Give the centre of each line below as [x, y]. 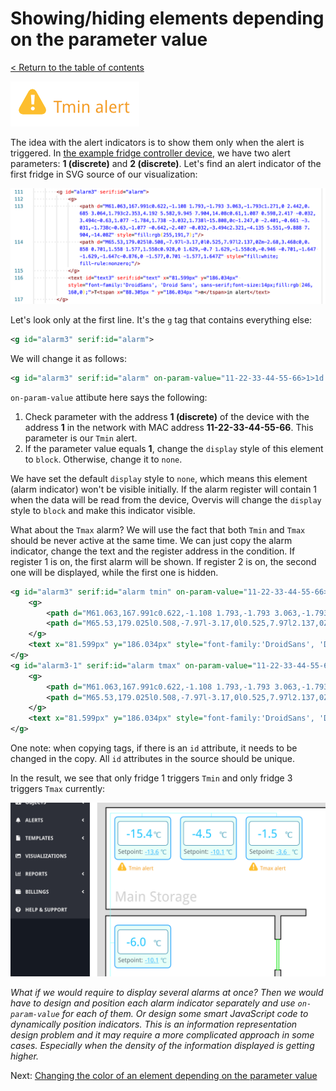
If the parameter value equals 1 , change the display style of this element [174, 448]
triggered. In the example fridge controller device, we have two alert [150, 153]
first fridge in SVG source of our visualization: [104, 174]
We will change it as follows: [68, 358]
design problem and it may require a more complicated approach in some [162, 1034]
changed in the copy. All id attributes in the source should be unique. [153, 758]
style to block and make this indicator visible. [103, 510]
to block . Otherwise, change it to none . [103, 459]
